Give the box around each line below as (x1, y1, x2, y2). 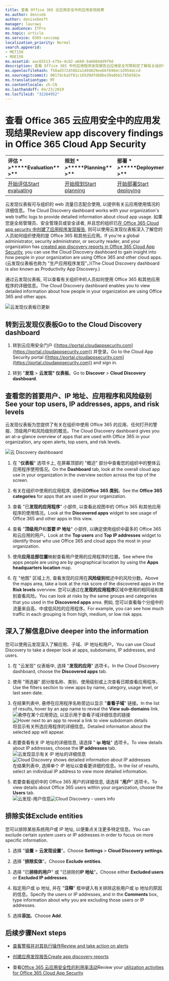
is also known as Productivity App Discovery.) (5, 266, 101, 272)
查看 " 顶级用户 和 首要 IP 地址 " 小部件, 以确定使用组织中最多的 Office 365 (12, 526, 161, 532)
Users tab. (12, 789, 35, 795)
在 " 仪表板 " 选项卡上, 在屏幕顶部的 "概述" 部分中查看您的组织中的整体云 (12, 460, 161, 466)
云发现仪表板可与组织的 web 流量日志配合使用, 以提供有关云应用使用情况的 (5, 201, 160, 207)
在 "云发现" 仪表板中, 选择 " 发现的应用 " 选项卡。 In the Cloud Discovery (12, 663, 159, 669)
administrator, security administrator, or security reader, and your (5, 238, 140, 244)
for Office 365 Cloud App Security (12, 970, 84, 976)
